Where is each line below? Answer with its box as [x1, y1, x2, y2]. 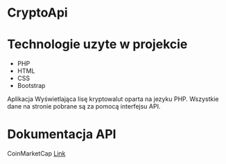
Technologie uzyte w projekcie [7, 37, 188, 53]
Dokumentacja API [7, 127, 116, 143]
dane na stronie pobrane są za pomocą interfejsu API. [7, 102, 161, 111]
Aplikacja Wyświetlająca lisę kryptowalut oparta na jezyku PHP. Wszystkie [7, 95, 219, 103]
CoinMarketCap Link [7, 149, 66, 158]
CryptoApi [7, 5, 68, 21]
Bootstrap [17, 82, 46, 90]
